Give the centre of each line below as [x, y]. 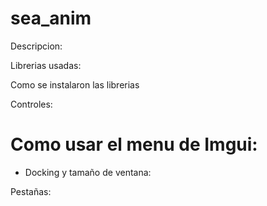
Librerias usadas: [46, 65]
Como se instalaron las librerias [75, 84]
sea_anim [51, 18]
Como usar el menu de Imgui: [134, 144]
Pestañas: [31, 191]
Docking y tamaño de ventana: [88, 172]
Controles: [31, 104]
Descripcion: [36, 46]
